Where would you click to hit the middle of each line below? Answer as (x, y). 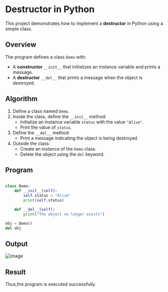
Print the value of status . (46, 127)
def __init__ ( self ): (36, 191)
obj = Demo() (19, 223)
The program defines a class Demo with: (46, 57)
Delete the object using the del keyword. (62, 154)
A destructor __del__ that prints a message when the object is (77, 78)
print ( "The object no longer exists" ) (64, 214)
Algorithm (21, 99)
